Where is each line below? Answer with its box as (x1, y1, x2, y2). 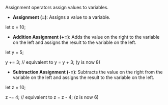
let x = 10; (5, 24, 26, 30)
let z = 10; (5, 84, 26, 90)
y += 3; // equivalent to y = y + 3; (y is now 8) (5, 59, 101, 65)
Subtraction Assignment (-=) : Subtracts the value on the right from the (12, 69, 163, 75)
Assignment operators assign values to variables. (5, 5, 108, 10)
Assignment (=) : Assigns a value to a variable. (12, 14, 110, 20)
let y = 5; (5, 49, 24, 55)
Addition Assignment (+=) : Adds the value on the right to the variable (12, 34, 160, 40)
